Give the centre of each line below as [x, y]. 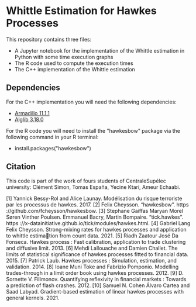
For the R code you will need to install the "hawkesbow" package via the [93, 130]
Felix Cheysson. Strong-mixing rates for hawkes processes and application [97, 229]
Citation [21, 167]
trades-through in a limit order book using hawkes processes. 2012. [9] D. [95, 272]
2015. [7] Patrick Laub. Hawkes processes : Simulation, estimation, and [92, 260]
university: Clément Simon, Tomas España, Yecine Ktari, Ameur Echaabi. [93, 187]
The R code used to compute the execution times [74, 63]
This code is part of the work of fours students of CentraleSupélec [86, 181]
